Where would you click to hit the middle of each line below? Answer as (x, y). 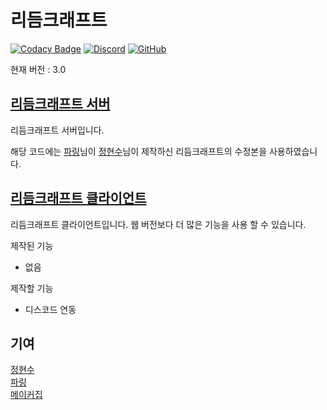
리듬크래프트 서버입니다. (57, 130)
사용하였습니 (293, 151)
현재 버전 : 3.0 (38, 69)
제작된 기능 (32, 245)
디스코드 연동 (50, 309)
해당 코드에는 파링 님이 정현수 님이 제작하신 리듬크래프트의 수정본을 (139, 151)
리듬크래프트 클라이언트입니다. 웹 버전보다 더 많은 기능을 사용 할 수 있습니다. (158, 224)
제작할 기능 (32, 288)
